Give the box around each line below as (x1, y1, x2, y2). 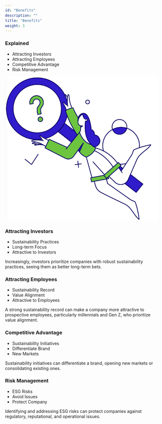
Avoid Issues (12, 393, 38, 399)
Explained (5, 40, 29, 47)
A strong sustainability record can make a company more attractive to (5, 307, 145, 313)
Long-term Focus (12, 244, 47, 250)
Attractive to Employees (12, 297, 60, 303)
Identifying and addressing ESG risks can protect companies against (5, 408, 142, 414)
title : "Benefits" (5, 18, 42, 23)
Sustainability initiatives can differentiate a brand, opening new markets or (5, 360, 153, 366)
